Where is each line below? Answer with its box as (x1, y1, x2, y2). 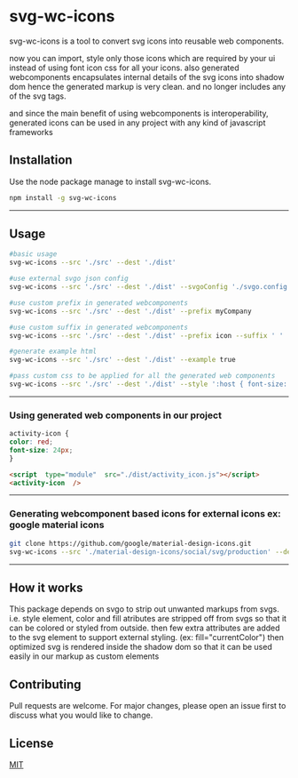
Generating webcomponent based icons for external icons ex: (9, 508, 281, 520)
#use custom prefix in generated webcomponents (9, 298, 189, 308)
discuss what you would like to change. (9, 710, 153, 721)
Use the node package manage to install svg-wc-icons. (9, 176, 212, 187)
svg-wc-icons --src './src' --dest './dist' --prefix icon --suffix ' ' (9, 331, 284, 340)
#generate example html (9, 347, 98, 357)
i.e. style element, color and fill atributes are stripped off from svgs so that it (9, 614, 286, 624)
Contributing (9, 677, 82, 692)
